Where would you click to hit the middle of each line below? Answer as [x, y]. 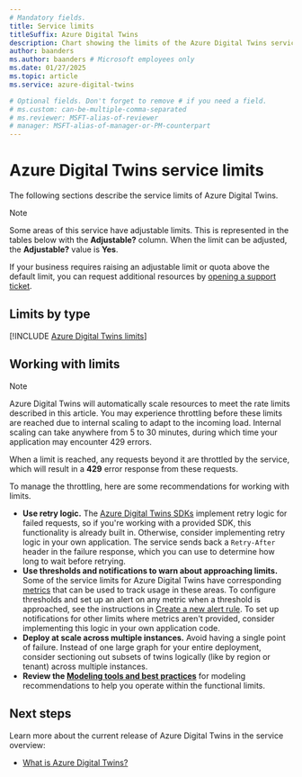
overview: [28, 745]
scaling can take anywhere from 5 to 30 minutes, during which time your [144, 432]
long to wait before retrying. [74, 561]
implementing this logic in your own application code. [121, 628]
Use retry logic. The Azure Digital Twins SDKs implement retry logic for [155, 513]
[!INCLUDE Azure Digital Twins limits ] [78, 336]
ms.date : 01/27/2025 [48, 68]
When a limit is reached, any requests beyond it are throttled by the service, [150, 459]
